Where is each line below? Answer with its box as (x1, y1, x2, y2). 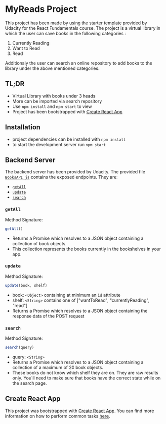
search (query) (5, 345, 35, 350)
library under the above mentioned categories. (5, 65, 100, 71)
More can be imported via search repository (12, 98, 102, 104)
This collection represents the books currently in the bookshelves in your (12, 246, 161, 252)
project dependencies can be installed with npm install (12, 136, 126, 142)
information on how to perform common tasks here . (5, 413, 110, 419)
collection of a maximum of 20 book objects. (12, 364, 104, 370)
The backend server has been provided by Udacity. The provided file (5, 169, 146, 175)
